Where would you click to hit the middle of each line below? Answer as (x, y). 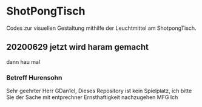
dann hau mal (23, 61)
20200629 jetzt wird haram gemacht (77, 47)
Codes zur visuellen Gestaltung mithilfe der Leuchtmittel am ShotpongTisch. (101, 28)
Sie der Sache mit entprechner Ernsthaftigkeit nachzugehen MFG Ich (92, 97)
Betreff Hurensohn (34, 77)
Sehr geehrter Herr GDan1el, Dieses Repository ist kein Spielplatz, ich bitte (99, 91)
